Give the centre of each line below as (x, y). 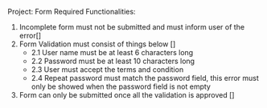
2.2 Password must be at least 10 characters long (113, 61)
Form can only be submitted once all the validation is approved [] (127, 95)
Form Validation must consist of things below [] (97, 44)
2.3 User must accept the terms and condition (107, 70)
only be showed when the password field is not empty (121, 86)
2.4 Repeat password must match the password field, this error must (145, 78)
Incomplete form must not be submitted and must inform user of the (132, 27)
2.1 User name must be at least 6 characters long (112, 52)
